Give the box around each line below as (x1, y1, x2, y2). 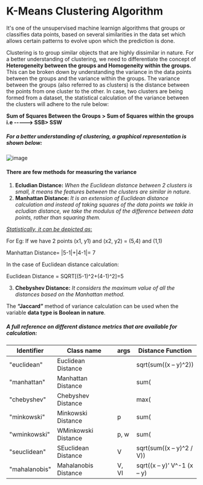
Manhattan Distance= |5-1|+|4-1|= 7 (6, 249, 95, 256)
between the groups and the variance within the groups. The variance (6, 75, 180, 82)
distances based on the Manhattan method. (14, 291, 125, 298)
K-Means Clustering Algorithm (6, 4, 163, 18)
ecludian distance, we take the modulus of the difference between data (14, 207, 193, 215)
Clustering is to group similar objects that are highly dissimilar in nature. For (6, 48, 195, 56)
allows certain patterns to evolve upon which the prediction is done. (6, 37, 175, 44)
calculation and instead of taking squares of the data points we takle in (14, 201, 193, 209)
